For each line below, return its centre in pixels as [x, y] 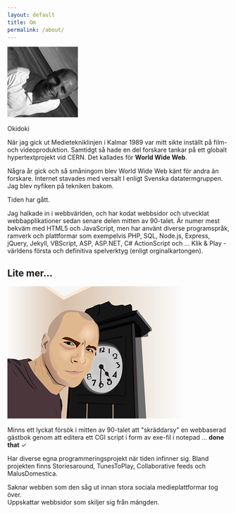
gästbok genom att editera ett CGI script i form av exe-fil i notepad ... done [116, 437]
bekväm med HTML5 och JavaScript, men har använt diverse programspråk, [118, 229]
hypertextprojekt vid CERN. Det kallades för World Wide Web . [98, 157]
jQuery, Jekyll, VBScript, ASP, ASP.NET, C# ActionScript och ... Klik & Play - [117, 243]
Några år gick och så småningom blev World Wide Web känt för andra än [113, 171]
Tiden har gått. [29, 200]
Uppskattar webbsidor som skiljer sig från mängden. [83, 502]
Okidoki [18, 129]
